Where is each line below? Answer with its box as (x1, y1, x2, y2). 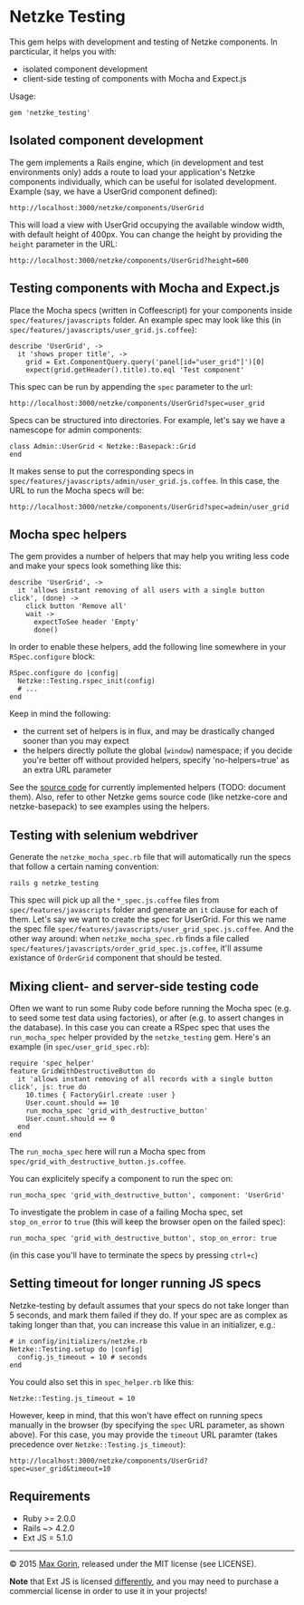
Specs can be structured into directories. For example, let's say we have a (9, 414, 286, 425)
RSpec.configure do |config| (9, 669, 119, 678)
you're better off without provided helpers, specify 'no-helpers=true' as (22, 755, 290, 766)
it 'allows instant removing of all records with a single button (17, 1075, 273, 1084)
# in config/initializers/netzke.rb (9, 1337, 147, 1346)
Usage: (9, 91, 36, 102)
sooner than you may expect (22, 736, 129, 747)
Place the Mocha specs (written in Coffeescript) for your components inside (9, 305, 293, 315)
